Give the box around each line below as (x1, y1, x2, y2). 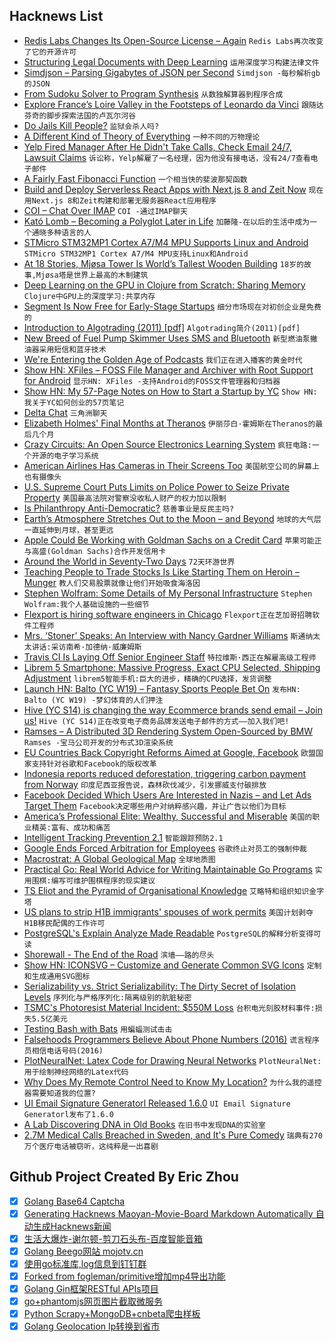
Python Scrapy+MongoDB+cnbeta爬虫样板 (23, 1308, 201, 1320)
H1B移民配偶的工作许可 (23, 918, 106, 928)
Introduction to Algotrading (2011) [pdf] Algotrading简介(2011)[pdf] (23, 321, 301, 333)
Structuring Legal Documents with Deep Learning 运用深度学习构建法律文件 (23, 55, 320, 68)
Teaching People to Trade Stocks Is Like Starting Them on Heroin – (23, 565, 300, 578)
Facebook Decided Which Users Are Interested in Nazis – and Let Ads (23, 789, 312, 801)
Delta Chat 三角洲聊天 (23, 406, 108, 418)
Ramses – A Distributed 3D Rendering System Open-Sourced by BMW (23, 725, 314, 737)
